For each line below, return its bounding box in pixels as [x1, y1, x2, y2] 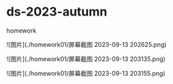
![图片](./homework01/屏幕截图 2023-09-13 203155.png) [6, 69, 165, 77]
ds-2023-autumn [6, 4, 107, 20]
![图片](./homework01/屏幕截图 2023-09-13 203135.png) [6, 55, 165, 63]
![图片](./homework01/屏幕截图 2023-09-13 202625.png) [6, 40, 167, 48]
